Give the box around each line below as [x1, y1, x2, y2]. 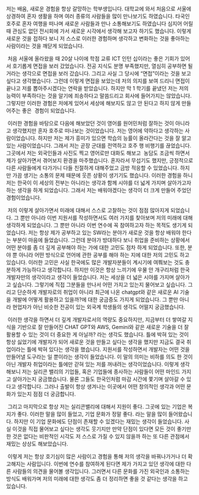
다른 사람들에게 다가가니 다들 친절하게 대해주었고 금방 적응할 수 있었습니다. [6, 164, 179, 171]
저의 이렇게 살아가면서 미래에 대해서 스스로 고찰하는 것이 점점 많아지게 [7, 207, 169, 214]
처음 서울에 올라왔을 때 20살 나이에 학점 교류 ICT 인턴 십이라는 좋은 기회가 [7, 55, 179, 62]
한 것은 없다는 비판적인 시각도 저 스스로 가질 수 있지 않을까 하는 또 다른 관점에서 [6, 433, 190, 440]
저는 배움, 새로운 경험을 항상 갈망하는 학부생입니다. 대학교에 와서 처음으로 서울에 [6, 5, 192, 12]
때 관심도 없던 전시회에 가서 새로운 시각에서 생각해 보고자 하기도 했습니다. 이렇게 [6, 27, 192, 35]
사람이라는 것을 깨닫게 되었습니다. [6, 42, 84, 49]
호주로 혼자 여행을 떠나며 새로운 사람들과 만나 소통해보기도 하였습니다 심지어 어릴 [6, 20, 194, 27]
